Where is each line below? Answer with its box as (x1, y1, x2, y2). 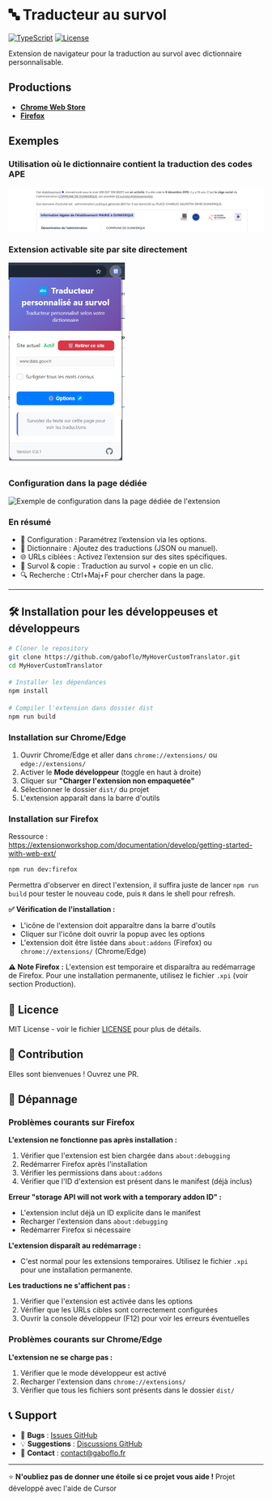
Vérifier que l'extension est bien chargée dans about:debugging (19, 1151, 231, 1160)
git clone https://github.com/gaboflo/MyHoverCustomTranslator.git (8, 653, 241, 661)
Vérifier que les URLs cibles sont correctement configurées (19, 1305, 219, 1315)
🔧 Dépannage (8, 1092, 79, 1106)
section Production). (8, 979, 77, 989)
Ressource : (8, 832, 49, 842)
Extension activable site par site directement (8, 244, 188, 255)
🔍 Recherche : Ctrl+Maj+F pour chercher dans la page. (19, 570, 206, 579)
